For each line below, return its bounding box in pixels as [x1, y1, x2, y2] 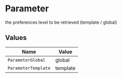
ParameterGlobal [7, 57, 46, 63]
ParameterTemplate [7, 65, 51, 71]
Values [5, 34, 27, 42]
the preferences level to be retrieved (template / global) [5, 19, 117, 25]
